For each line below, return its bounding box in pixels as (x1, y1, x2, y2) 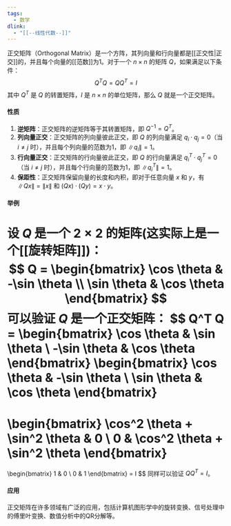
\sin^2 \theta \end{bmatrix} (7, 445, 168, 461)
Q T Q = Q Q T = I (94, 77, 138, 87)
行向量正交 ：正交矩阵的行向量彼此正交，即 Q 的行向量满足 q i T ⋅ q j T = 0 (17, 152, 218, 163)
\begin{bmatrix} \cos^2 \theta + (7, 416, 193, 432)
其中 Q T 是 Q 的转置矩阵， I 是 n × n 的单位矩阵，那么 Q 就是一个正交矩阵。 (7, 89, 219, 99)
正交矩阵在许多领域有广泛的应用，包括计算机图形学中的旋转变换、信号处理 (7, 503, 219, 511)
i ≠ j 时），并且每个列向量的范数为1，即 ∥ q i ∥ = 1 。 (17, 143, 159, 153)
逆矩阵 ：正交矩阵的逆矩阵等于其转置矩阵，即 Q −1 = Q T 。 (17, 123, 178, 133)
